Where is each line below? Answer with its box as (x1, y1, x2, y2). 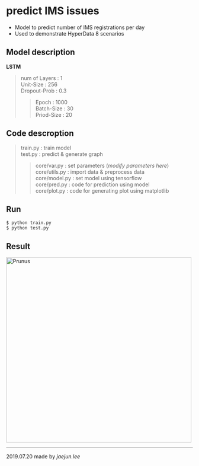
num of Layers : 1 (20, 74, 63, 81)
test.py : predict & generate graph (20, 150, 104, 158)
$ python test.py (6, 225, 49, 231)
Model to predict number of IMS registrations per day (14, 24, 145, 31)
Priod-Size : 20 (35, 111, 73, 118)
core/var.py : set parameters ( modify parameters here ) (35, 162, 169, 169)
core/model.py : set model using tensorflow (35, 174, 142, 181)
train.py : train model (20, 144, 72, 151)
